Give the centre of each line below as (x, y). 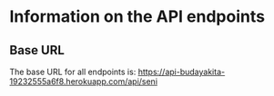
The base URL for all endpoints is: (73, 72)
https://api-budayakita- (182, 72)
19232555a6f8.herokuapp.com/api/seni (83, 82)
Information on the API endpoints (137, 17)
